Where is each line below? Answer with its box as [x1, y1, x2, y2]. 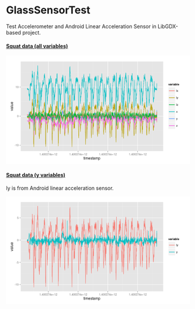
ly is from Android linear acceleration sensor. [6, 185, 114, 192]
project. [22, 29, 41, 36]
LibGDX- [157, 23, 179, 30]
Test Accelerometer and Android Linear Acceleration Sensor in [6, 23, 156, 30]
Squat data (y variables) [6, 172, 66, 179]
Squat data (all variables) [6, 42, 68, 50]
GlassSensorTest [6, 4, 90, 17]
